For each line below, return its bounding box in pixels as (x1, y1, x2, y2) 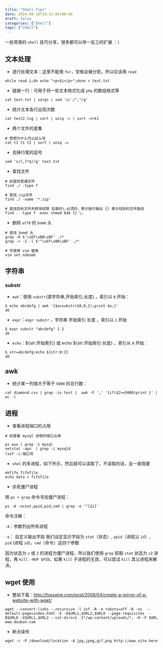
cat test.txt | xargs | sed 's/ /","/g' (5, 97, 89, 102)
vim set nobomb (5, 252, 36, 257)
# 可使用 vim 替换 (5, 248, 39, 253)
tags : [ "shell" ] (5, 25, 38, 30)
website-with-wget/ (12, 597, 52, 603)
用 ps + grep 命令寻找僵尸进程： (5, 494, 70, 500)
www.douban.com (5, 620, 36, 625)
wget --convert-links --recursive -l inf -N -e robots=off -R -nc (5, 607, 143, 612)
